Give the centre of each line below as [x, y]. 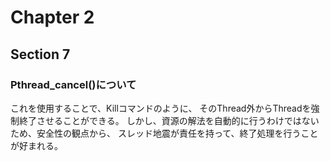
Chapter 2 [52, 17]
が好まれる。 [36, 145]
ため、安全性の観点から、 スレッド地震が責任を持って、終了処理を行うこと [164, 133]
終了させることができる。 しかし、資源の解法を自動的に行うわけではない [169, 120]
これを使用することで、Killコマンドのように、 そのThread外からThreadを [161, 108]
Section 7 [40, 54]
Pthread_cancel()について [73, 84]
